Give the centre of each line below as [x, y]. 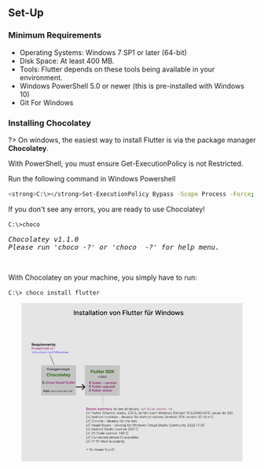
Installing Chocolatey [50, 123]
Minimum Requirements [55, 35]
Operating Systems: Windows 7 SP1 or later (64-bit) [103, 52]
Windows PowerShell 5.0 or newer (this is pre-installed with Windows [132, 86]
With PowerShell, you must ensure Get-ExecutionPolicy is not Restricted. [126, 163]
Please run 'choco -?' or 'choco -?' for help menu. [114, 247]
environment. [41, 77]
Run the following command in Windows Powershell [92, 178]
